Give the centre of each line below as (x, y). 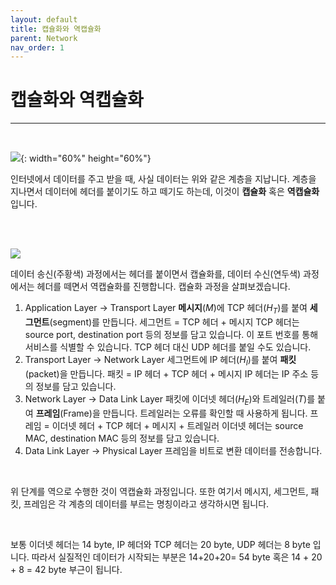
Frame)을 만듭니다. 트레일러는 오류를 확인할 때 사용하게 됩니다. (185, 413)
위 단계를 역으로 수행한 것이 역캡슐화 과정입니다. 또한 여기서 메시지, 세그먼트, (159, 491)
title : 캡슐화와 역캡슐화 (56, 29)
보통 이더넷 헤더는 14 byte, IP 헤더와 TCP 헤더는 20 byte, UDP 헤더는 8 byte (160, 544)
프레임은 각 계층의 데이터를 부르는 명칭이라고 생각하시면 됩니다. (146, 503)
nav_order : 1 (37, 47)
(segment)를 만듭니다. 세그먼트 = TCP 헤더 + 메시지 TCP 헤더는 (174, 322)
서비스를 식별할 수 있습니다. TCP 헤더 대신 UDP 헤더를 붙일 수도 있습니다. (168, 347)
